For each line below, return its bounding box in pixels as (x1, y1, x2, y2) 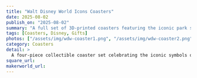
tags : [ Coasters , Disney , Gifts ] (6, 30, 88, 36)
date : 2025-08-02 (6, 14, 49, 20)
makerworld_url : (6, 63, 46, 69)
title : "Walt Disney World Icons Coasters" (6, 8, 114, 15)
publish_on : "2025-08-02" (6, 19, 69, 25)
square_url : (6, 57, 35, 63)
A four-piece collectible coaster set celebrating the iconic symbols (11, 52, 188, 58)
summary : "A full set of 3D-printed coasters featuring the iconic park (6, 25, 188, 31)
